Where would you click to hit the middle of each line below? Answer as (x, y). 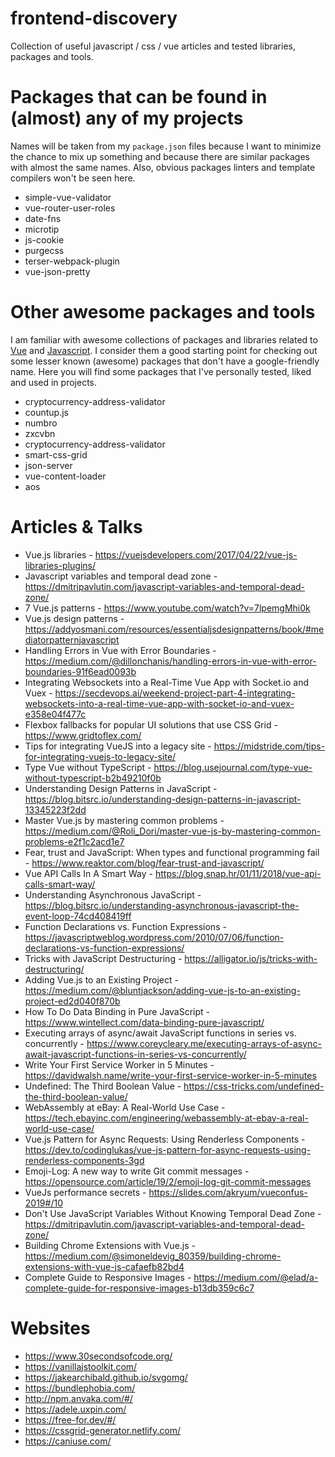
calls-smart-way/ (60, 884)
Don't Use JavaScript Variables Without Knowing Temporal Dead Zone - (173, 1213)
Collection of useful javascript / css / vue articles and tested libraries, (153, 46)
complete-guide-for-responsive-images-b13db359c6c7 (139, 1288)
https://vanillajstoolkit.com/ (81, 1366)
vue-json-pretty (57, 271)
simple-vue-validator (68, 197)
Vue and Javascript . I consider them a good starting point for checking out (164, 350)
